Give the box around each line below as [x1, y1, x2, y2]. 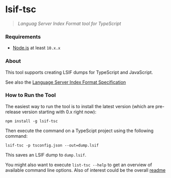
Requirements [5, 33, 41, 40]
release [5, 109, 21, 115]
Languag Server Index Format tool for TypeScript [17, 20, 121, 27]
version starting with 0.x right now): [22, 109, 97, 115]
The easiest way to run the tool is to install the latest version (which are [5, 103, 154, 109]
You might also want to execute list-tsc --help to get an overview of [5, 162, 153, 168]
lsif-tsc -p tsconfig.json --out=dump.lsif [5, 143, 99, 148]
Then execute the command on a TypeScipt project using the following [5, 128, 154, 134]
